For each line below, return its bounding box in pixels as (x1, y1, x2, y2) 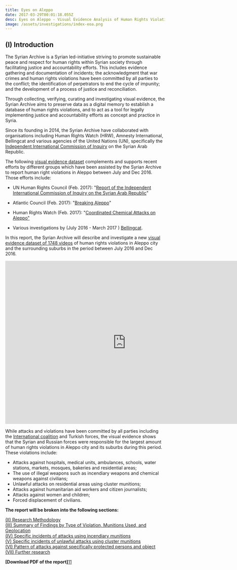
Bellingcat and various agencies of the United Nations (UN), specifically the (5, 138, 163, 144)
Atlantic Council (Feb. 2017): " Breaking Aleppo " (12, 200, 111, 206)
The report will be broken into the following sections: (5, 507, 119, 513)
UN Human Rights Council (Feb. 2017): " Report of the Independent (12, 184, 151, 191)
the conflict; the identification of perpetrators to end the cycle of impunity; (5, 81, 161, 87)
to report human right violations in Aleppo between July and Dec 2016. (5, 169, 153, 175)
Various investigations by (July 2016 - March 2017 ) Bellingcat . (12, 225, 143, 231)
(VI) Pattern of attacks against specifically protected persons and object (5, 544, 156, 550)
